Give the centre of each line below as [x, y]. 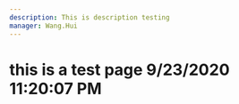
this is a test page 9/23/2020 [119, 70]
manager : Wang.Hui [43, 26]
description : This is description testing [90, 17]
